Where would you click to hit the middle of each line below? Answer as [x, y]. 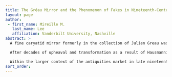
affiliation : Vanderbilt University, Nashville [64, 34]
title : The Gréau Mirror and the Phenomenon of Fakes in [67, 10]
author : [14, 19]
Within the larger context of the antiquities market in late [78, 62]
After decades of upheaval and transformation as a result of [78, 52]
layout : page [19, 15]
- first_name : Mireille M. [36, 24]
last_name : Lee [28, 29]
